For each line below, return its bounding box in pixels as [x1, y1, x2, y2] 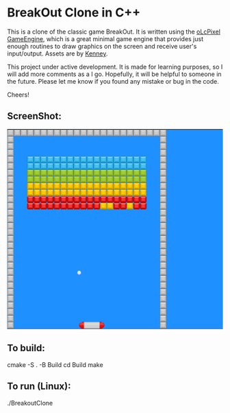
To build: [7, 342, 46, 354]
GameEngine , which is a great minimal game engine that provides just [7, 34, 204, 43]
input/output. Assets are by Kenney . [7, 49, 108, 58]
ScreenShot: [7, 110, 62, 122]
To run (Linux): [7, 381, 71, 392]
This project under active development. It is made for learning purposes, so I [7, 62, 223, 71]
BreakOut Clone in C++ [7, 5, 141, 21]
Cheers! [7, 91, 29, 99]
